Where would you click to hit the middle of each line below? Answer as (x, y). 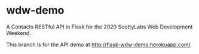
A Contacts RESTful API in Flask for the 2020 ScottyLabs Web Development (99, 27)
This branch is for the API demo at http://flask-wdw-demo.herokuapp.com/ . (99, 45)
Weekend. (19, 33)
